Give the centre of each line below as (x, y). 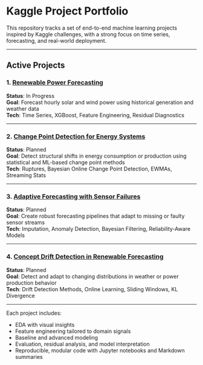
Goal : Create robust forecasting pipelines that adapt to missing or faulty (96, 216)
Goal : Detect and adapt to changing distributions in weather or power (93, 276)
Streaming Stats (26, 175)
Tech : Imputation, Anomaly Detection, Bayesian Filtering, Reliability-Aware (98, 229)
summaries (29, 357)
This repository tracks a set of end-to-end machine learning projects (92, 28)
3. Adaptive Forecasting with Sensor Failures (73, 196)
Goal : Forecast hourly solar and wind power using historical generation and (100, 102)
